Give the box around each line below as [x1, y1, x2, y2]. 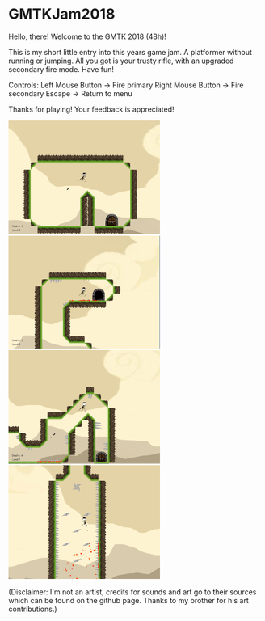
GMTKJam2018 [8, 5, 116, 23]
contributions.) [8, 604, 58, 615]
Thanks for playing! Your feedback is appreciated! [8, 104, 175, 114]
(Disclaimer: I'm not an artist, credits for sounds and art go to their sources [8, 587, 257, 597]
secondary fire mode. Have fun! [8, 64, 115, 74]
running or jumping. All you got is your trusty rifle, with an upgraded [8, 56, 234, 65]
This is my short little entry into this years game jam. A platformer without [8, 47, 252, 57]
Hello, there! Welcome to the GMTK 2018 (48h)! [8, 32, 167, 41]
